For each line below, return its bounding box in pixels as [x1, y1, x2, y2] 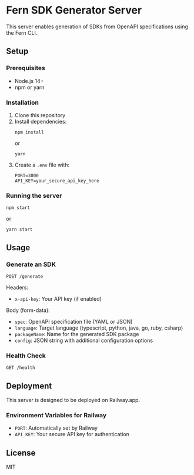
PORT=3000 [14, 172, 39, 178]
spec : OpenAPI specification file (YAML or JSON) [14, 318, 133, 325]
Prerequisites [6, 64, 45, 72]
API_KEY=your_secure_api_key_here [14, 178, 99, 184]
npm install [14, 129, 44, 135]
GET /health [6, 365, 35, 371]
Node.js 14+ [14, 77, 44, 84]
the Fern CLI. [6, 29, 38, 36]
